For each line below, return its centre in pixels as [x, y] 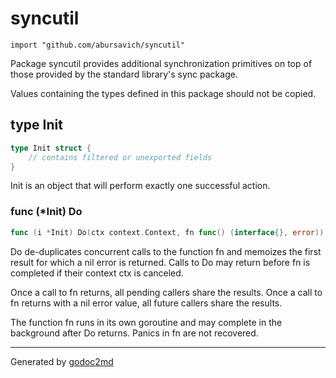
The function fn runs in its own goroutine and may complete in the [146, 322]
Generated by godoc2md [62, 361]
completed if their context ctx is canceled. [97, 273]
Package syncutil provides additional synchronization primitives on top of [161, 63]
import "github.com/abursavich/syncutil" [98, 45]
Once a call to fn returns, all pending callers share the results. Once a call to [166, 292]
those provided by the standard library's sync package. [124, 74]
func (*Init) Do [46, 212]
